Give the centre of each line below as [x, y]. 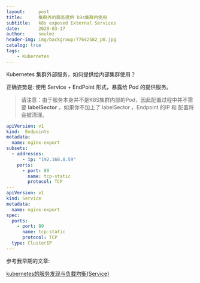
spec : [13, 215]
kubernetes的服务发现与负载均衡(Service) [58, 273]
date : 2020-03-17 [36, 28]
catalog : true [24, 46]
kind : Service [24, 198]
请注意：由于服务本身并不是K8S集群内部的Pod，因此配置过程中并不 [104, 100]
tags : [13, 51]
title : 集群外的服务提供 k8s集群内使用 [57, 17]
